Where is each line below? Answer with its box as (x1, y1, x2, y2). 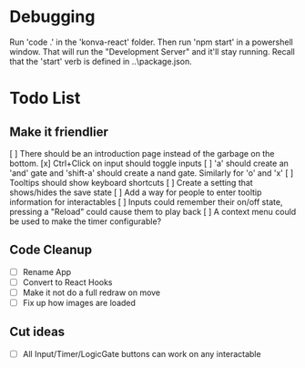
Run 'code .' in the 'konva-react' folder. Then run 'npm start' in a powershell (9, 36, 293, 47)
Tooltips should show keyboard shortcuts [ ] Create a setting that (9, 177, 253, 188)
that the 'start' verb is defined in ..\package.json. (9, 56, 193, 66)
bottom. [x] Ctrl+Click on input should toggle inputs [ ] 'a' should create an (9, 158, 290, 169)
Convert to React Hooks (22, 276, 113, 288)
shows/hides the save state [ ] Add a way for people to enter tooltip (9, 187, 262, 198)
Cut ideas (9, 324, 66, 340)
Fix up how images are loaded (22, 297, 137, 308)
